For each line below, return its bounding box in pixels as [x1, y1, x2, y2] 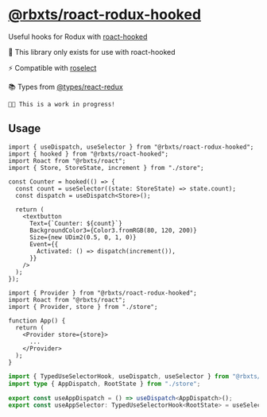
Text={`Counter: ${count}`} [29, 219, 123, 227]
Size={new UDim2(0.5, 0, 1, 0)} [29, 233, 137, 241]
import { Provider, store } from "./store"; [8, 303, 158, 311]
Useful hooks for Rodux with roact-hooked [8, 32, 148, 41]
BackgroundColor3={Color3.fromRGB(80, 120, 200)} [29, 226, 197, 234]
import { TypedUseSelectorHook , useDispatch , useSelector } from [8, 372, 229, 380]
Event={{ [29, 240, 59, 248]
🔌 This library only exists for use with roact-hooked [8, 47, 176, 56]
